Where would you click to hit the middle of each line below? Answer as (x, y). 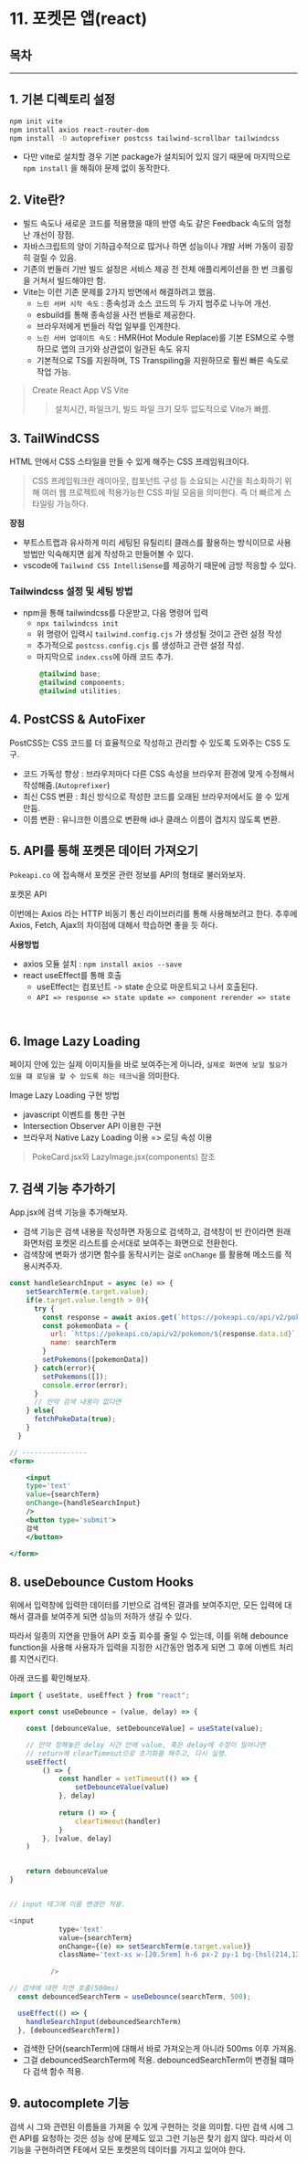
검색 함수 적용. (58, 2072)
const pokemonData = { (85, 1325)
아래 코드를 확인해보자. (50, 1678)
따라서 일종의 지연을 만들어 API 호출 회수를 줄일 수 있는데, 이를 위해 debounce (149, 1636)
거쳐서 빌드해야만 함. (69, 280)
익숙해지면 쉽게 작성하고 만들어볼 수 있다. (120, 554)
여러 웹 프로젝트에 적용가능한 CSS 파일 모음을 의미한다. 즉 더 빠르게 (161, 492)
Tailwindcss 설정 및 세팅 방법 (71, 591)
